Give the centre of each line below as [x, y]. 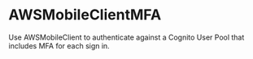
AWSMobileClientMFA [85, 15]
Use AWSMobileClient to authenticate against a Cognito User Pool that [126, 37]
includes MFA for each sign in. [59, 45]
